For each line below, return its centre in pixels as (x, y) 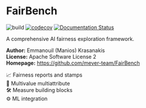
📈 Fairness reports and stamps (44, 75)
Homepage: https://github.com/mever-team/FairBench (73, 63)
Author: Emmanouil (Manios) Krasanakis (56, 50)
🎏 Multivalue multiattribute (38, 83)
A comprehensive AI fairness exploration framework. (70, 39)
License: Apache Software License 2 (51, 56)
